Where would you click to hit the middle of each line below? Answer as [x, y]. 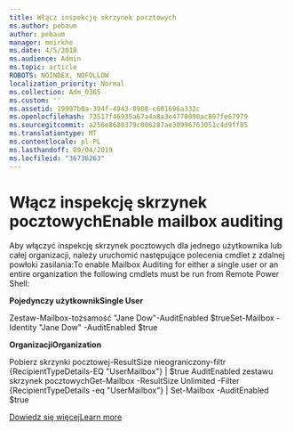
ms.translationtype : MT [53, 134]
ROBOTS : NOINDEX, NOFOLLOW [59, 76]
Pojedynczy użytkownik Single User [76, 301]
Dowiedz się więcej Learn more [66, 417]
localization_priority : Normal [67, 84]
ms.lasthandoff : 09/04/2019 [61, 150]
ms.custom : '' [36, 100]
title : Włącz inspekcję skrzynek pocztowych [93, 17]
